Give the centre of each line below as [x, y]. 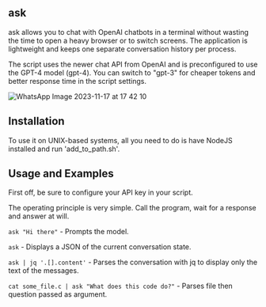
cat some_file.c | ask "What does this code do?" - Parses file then [121, 286]
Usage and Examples [61, 174]
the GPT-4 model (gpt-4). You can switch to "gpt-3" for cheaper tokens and [132, 72]
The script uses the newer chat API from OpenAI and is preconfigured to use [133, 64]
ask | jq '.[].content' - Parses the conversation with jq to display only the [133, 262]
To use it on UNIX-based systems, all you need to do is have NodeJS [120, 140]
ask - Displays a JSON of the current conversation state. [100, 247]
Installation [36, 121]
